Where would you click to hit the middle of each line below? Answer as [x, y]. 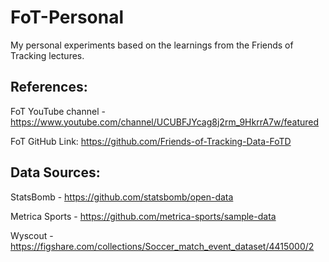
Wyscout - [32, 235]
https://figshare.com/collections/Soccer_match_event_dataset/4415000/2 [162, 246]
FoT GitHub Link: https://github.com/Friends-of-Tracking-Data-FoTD [151, 141]
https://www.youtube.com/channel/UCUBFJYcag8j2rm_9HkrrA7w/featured [165, 122]
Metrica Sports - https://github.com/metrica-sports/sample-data [143, 216]
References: [49, 87]
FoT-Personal [67, 17]
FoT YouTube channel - [58, 111]
